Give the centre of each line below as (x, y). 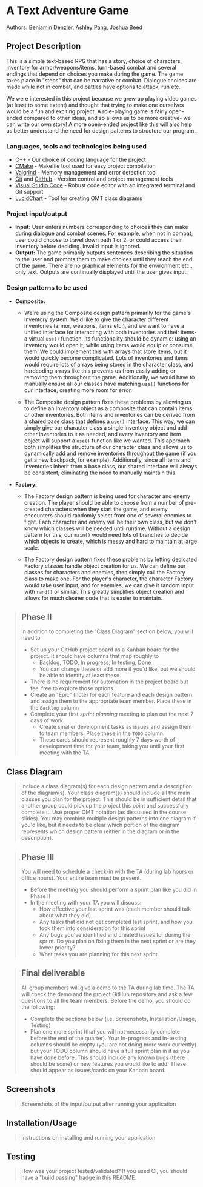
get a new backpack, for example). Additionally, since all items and (107, 460)
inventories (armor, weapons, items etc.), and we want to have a (104, 325)
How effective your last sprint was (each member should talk (115, 909)
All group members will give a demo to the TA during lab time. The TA (108, 988)
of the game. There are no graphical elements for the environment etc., (104, 266)
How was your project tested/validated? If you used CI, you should (104, 1171)
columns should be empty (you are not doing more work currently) (113, 1044)
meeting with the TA (64, 753)
